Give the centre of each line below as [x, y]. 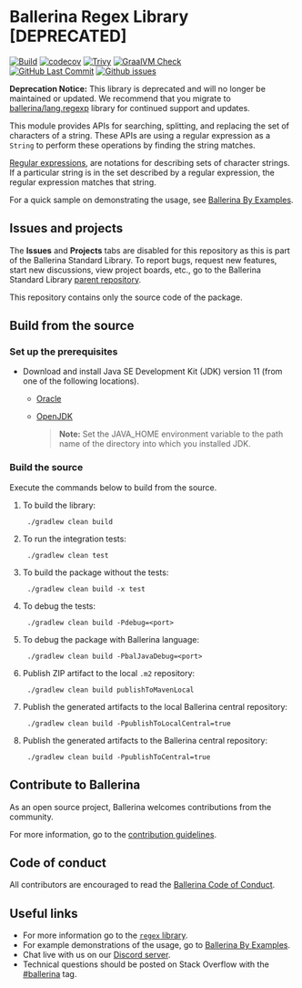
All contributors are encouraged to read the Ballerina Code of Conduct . [142, 885]
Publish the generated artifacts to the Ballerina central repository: [145, 740]
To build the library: [59, 505]
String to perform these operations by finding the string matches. [133, 145]
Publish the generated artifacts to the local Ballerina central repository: [155, 706]
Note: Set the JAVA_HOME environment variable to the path [171, 434]
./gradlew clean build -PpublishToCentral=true [119, 757]
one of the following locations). [81, 381]
